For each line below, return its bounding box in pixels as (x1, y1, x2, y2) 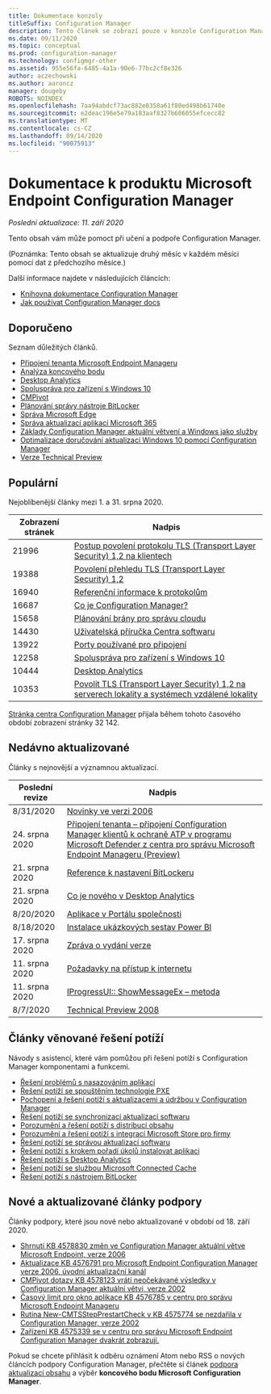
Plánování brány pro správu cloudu (73, 613, 206, 624)
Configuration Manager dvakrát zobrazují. (19, 1335, 160, 1345)
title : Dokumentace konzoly (8, 11, 103, 20)
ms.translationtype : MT (8, 117, 89, 125)
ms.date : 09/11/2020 (8, 34, 78, 43)
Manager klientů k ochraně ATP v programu (66, 828, 232, 839)
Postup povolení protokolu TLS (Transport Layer (73, 540, 256, 551)
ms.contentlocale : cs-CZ (8, 124, 92, 132)
